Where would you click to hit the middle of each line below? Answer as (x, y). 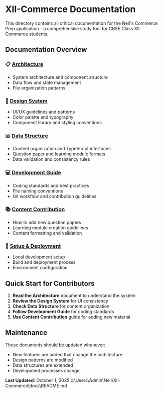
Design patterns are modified (43, 360)
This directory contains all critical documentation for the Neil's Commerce (81, 23)
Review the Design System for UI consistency (60, 301)
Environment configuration (40, 268)
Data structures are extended (43, 365)
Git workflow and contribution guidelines (54, 196)
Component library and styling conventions (57, 122)
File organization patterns (39, 88)
